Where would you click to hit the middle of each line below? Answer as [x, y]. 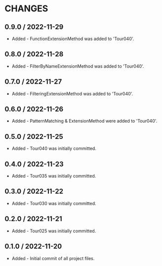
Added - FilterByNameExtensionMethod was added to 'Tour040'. [78, 66]
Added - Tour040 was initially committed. [54, 148]
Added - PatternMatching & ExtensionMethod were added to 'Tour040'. [84, 121]
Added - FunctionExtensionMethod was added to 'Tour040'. [73, 39]
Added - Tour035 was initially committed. [54, 176]
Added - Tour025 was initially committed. [54, 231]
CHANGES [26, 9]
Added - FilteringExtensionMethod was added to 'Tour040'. [72, 93]
